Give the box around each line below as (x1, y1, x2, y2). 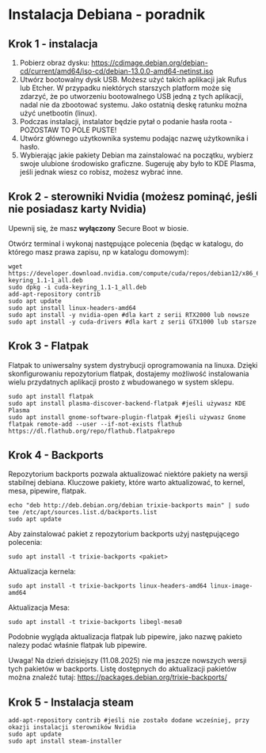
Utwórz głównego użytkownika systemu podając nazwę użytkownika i (19, 134, 249, 143)
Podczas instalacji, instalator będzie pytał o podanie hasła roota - (19, 117, 233, 126)
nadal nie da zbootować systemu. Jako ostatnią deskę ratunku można (19, 100, 248, 109)
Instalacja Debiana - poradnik (8, 6, 206, 24)
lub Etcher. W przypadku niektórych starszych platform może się (19, 83, 231, 93)
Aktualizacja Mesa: (8, 603, 70, 612)
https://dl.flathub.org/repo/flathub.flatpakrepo (8, 427, 176, 435)
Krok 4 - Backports (8, 448, 104, 462)
